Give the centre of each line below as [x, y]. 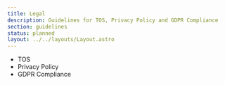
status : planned [31, 33]
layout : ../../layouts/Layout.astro [61, 40]
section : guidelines [38, 26]
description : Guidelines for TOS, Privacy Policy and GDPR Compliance [113, 20]
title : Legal [26, 14]
